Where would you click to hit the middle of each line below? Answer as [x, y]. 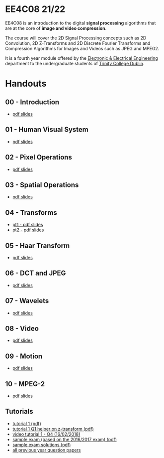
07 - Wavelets [27, 301]
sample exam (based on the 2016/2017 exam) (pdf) [65, 439]
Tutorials [19, 411]
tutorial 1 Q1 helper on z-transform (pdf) [53, 429]
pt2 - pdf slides [28, 230]
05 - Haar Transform [38, 245]
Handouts [26, 84]
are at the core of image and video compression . [56, 28]
